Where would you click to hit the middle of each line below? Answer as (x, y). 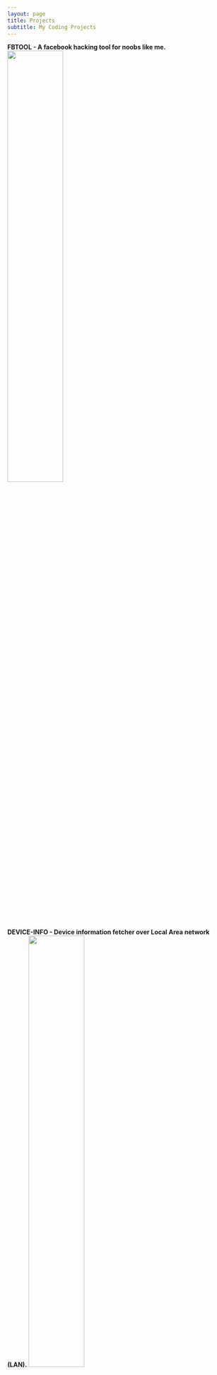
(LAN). (17, 1365)
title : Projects (31, 21)
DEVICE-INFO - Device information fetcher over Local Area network (108, 932)
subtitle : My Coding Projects (52, 27)
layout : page (27, 14)
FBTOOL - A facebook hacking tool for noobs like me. (87, 47)
